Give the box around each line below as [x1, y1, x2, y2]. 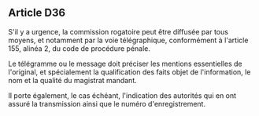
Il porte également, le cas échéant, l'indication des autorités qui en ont [8, 90, 237, 100]
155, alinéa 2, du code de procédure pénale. [8, 43, 151, 53]
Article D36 [8, 6, 65, 20]
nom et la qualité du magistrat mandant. [8, 75, 137, 85]
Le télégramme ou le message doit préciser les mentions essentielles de [8, 59, 242, 68]
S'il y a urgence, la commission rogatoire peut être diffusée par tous [8, 27, 228, 36]
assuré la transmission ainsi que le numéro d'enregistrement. [8, 99, 206, 108]
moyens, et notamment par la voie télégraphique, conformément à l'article [8, 35, 249, 45]
